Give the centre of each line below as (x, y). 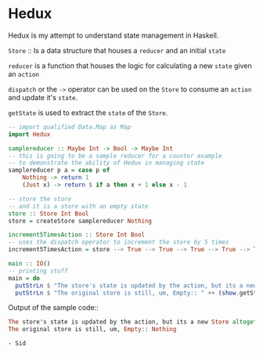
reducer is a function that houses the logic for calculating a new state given (130, 65)
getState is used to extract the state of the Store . (88, 112)
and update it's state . (43, 97)
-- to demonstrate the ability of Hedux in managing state (106, 163)
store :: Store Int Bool (49, 213)
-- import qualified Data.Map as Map (70, 127)
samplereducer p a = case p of (59, 170)
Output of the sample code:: (54, 308)
